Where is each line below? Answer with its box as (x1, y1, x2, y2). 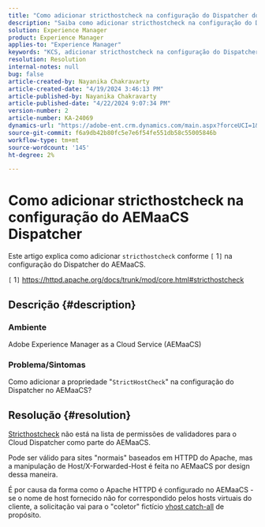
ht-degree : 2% (8, 151, 55, 159)
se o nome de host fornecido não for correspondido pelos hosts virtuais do (8, 493, 252, 503)
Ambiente (8, 321, 47, 332)
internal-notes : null (8, 63, 80, 71)
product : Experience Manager (8, 33, 104, 42)
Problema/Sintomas (8, 359, 86, 370)
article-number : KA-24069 (8, 114, 93, 122)
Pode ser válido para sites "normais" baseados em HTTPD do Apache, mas (8, 453, 253, 462)
